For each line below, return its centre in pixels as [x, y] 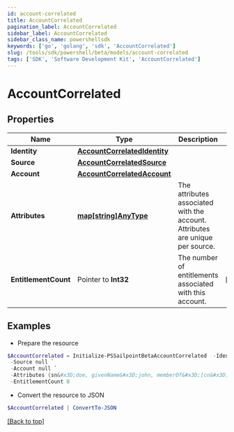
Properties [31, 120]
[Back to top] [26, 421]
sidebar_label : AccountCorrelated [57, 33]
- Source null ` [32, 362]
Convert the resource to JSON [61, 395]
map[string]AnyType [113, 215]
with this [191, 292]
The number [197, 257]
